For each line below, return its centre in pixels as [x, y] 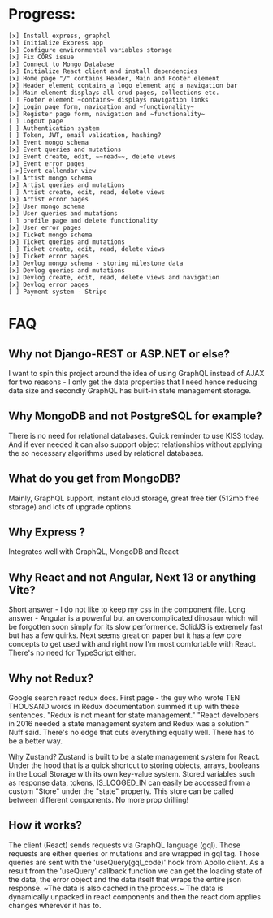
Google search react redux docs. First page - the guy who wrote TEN [124, 698]
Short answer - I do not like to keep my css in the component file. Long [127, 609]
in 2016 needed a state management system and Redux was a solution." [129, 723]
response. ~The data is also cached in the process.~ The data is [116, 888]
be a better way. [35, 741]
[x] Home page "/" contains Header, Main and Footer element [114, 78]
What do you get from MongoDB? [95, 479]
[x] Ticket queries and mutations [67, 242]
